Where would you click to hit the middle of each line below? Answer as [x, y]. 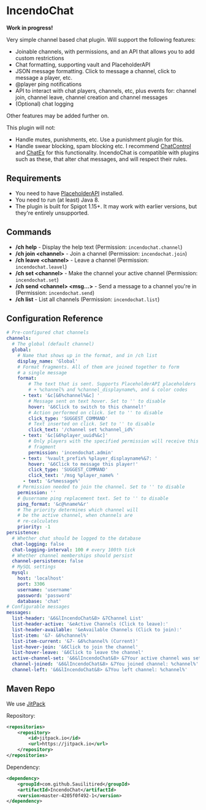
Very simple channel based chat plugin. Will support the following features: [101, 39]
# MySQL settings [34, 567]
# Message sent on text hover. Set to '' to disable [97, 401]
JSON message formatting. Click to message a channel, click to [96, 71]
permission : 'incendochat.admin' [71, 452]
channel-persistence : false [48, 561]
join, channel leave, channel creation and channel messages [91, 97]
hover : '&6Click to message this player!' [83, 464]
